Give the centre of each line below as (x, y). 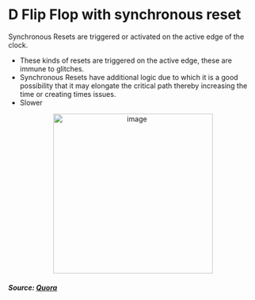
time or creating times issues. (68, 94)
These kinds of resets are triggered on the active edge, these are (126, 60)
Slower (31, 102)
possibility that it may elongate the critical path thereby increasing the (133, 86)
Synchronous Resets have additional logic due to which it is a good (129, 77)
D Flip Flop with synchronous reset (125, 15)
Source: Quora (33, 287)
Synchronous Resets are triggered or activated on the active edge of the (126, 37)
